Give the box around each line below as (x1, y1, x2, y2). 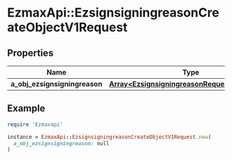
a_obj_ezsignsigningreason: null (13, 140, 110, 147)
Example (7, 102, 46, 115)
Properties (7, 47, 54, 59)
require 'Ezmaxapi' (7, 121, 64, 128)
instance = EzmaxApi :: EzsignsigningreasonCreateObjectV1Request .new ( (7, 133, 212, 140)
